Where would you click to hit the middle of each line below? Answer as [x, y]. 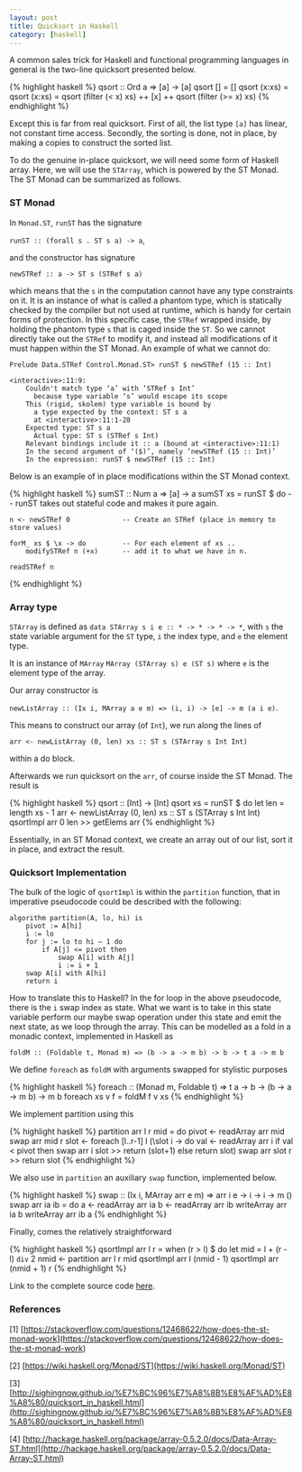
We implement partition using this [72, 1114]
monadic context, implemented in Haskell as [92, 1037]
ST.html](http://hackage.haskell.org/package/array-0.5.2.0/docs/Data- [141, 1449]
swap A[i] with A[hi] [66, 974]
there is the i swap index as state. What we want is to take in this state [141, 1008]
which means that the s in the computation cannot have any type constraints [151, 290]
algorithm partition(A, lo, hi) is [76, 919]
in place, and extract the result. [67, 849]
